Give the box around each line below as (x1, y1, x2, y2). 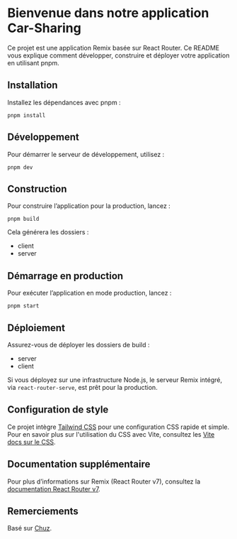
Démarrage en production (7, 270, 124, 282)
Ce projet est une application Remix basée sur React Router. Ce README (7, 43, 220, 52)
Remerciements (7, 506, 79, 518)
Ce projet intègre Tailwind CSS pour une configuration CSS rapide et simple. (7, 423, 230, 431)
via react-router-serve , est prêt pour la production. (7, 383, 158, 391)
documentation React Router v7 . (7, 484, 100, 493)
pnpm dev (7, 163, 33, 171)
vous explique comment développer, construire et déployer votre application (7, 51, 230, 60)
